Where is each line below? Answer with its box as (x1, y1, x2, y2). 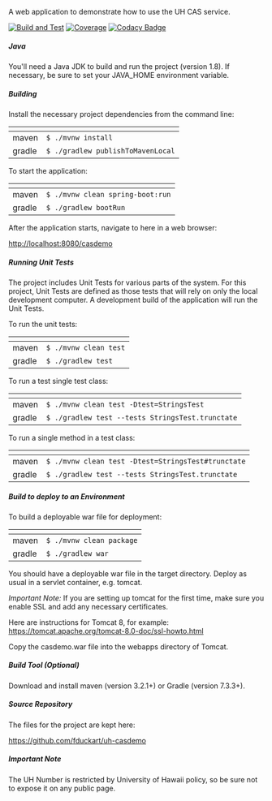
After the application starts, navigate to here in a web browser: (8, 222, 218, 232)
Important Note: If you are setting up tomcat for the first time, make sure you (8, 592, 265, 603)
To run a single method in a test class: (8, 433, 136, 442)
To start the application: (8, 166, 88, 175)
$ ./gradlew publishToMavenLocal (45, 146, 175, 155)
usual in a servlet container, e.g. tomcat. (8, 577, 143, 587)
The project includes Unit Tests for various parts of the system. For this (8, 278, 247, 287)
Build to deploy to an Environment (8, 491, 126, 502)
